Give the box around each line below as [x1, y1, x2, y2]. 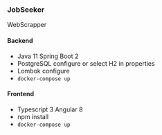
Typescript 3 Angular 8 [17, 105, 83, 114]
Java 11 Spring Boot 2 [17, 52, 79, 60]
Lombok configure [17, 66, 71, 75]
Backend [7, 36, 33, 44]
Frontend [7, 90, 35, 98]
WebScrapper [7, 21, 47, 29]
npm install [17, 112, 49, 120]
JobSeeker [7, 5, 45, 15]
